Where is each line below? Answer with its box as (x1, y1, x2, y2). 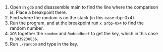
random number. (9, 25, 44, 31)
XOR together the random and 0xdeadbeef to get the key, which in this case (9, 31, 158, 36)
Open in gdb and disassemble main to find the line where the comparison (9, 4, 159, 10)
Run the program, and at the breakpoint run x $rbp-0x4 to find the (9, 20, 144, 26)
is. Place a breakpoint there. (9, 9, 67, 15)
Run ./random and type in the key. (9, 41, 78, 47)
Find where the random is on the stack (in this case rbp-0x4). (9, 15, 136, 20)
